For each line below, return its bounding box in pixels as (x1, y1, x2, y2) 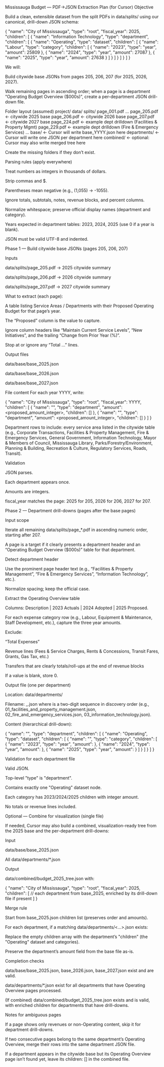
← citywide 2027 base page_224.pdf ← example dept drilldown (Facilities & (5, 119, 158, 125)
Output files (5, 351, 29, 357)
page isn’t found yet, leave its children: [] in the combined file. (5, 1056, 130, 1062)
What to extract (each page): (5, 293, 63, 299)
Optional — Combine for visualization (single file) (5, 813, 104, 819)
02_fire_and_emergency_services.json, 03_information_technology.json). (5, 712, 152, 718)
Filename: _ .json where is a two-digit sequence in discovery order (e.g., (5, 701, 149, 707)
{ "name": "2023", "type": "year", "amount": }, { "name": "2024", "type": (5, 741, 150, 747)
